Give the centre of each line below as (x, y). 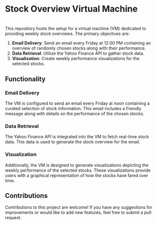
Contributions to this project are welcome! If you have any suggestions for (79, 208)
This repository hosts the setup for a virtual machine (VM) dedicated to (76, 29)
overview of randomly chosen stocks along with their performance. (79, 48)
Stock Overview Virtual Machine (71, 9)
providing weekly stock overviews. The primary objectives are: (67, 34)
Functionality (25, 79)
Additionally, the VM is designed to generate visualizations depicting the (77, 165)
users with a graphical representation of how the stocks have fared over (77, 175)
